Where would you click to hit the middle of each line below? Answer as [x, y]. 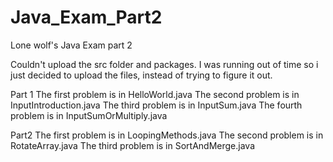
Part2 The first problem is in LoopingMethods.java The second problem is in [167, 135]
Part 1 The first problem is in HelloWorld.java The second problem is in [155, 94]
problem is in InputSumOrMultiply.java [89, 115]
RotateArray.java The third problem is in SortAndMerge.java [132, 145]
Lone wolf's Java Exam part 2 [71, 45]
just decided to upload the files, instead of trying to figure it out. [141, 75]
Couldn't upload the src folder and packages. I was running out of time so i [164, 64]
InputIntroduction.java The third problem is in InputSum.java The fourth [156, 105]
